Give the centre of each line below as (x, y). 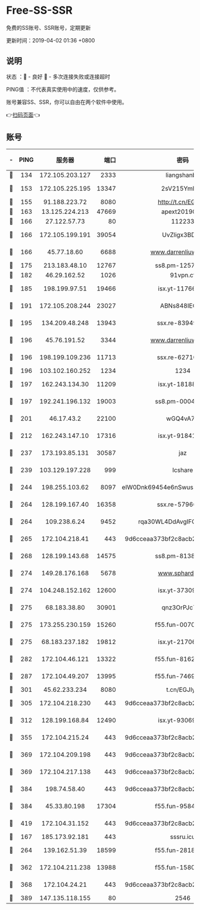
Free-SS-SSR (39, 10)
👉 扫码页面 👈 (23, 115)
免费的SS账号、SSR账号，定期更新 (49, 27)
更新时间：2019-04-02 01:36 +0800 (51, 40)
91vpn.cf (183, 275)
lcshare (183, 470)
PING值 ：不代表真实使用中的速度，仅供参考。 (63, 89)
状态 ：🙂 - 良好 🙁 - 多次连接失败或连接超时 (58, 76)
